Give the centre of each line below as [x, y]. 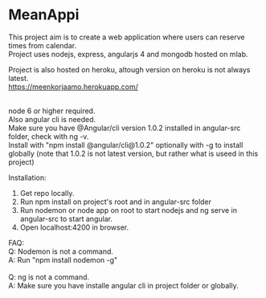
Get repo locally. [47, 193]
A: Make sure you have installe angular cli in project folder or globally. [123, 285]
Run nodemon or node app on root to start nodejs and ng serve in [129, 210]
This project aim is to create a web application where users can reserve [127, 37]
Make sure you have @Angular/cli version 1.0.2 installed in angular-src [125, 128]
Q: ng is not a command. [49, 277]
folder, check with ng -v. [49, 136]
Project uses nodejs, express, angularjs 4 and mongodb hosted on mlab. [128, 54]
